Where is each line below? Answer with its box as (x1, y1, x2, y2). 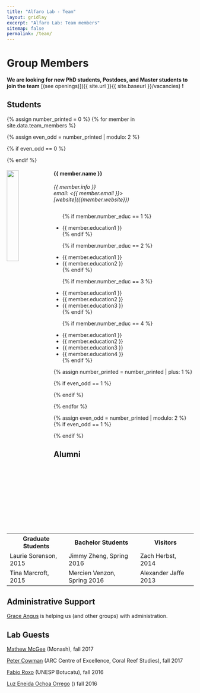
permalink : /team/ (7, 31, 52, 37)
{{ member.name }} (53, 170, 103, 177)
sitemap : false (7, 25, 45, 32)
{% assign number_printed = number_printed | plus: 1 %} (53, 369, 193, 376)
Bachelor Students (74, 538, 129, 547)
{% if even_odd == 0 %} (7, 145, 66, 152)
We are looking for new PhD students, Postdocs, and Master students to (7, 76, 188, 83)
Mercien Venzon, (68, 569, 116, 577)
